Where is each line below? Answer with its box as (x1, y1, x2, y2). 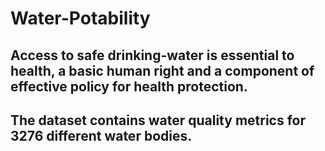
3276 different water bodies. (10, 127, 193, 144)
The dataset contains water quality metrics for (10, 112, 307, 129)
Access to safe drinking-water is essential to (10, 47, 295, 64)
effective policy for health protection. (10, 78, 248, 95)
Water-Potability (10, 7, 151, 30)
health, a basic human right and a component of (10, 62, 315, 79)
